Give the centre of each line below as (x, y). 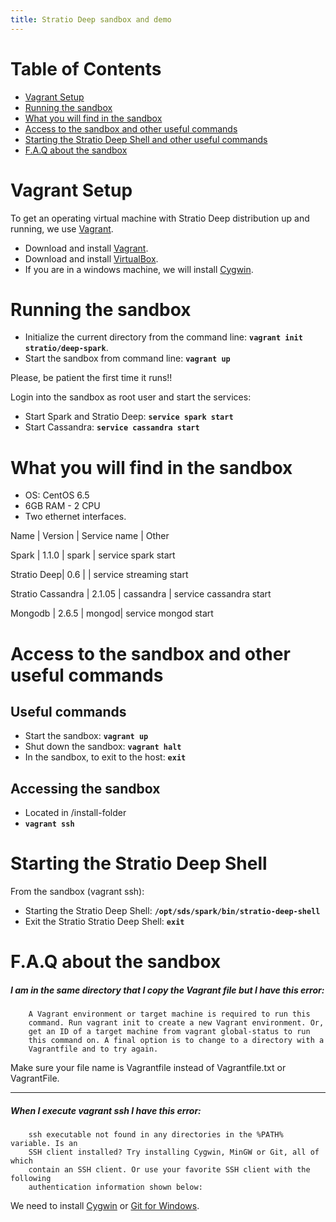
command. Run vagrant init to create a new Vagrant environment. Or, (176, 1023)
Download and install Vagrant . (86, 248)
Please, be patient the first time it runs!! (91, 378)
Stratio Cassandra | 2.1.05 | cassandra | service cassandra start (141, 594)
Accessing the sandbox (85, 788)
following (31, 1179)
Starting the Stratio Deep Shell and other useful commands (146, 139)
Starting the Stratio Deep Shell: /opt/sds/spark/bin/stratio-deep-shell (172, 911)
